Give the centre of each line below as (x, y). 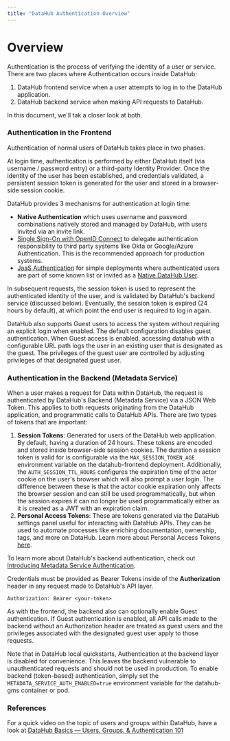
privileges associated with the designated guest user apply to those (103, 633)
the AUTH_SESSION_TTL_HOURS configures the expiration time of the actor (117, 472)
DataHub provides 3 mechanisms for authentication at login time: (99, 203)
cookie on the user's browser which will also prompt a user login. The (115, 479)
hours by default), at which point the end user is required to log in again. (109, 310)
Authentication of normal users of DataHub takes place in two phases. (106, 148)
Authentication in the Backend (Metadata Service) (93, 378)
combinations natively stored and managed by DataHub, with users (112, 224)
